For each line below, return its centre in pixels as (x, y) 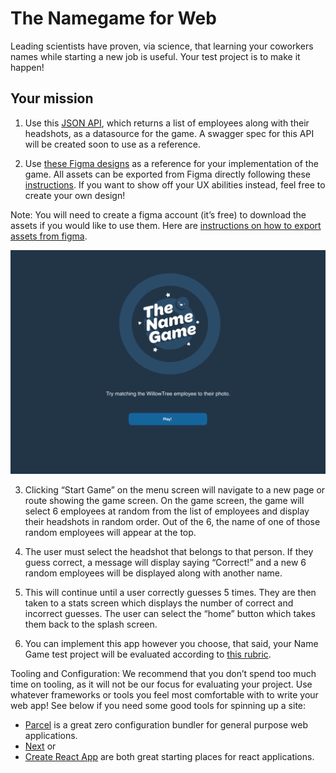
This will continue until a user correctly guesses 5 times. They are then (170, 593)
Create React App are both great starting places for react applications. (169, 757)
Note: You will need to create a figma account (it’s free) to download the (158, 214)
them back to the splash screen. (91, 624)
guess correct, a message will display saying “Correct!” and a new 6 (165, 563)
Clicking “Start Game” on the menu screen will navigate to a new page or (175, 490)
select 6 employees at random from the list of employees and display (167, 511)
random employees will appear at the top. (110, 533)
